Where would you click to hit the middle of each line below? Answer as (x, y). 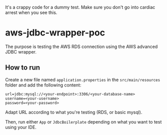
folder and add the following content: (43, 85)
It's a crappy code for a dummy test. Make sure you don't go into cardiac (80, 7)
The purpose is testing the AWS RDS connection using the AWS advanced (81, 46)
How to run (23, 68)
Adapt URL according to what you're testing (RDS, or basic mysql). (74, 112)
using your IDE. (21, 127)
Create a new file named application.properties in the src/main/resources (83, 79)
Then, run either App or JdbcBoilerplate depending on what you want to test (83, 121)
